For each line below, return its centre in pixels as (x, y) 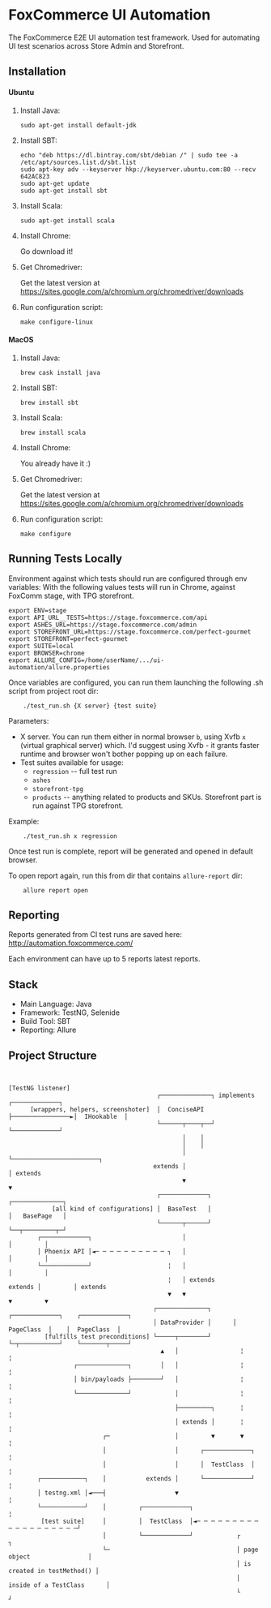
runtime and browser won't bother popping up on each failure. (124, 754)
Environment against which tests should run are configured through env (128, 578)
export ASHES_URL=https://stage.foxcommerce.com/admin (103, 625)
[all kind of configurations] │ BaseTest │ (131, 1209)
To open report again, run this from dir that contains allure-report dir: (125, 875)
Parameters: (29, 720)
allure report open (56, 890)
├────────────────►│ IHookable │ (68, 1116)
